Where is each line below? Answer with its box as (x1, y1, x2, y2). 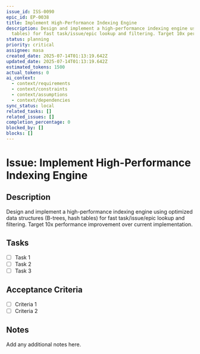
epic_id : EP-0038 (6, 14, 49, 20)
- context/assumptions (11, 92, 68, 98)
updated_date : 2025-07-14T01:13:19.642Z (6, 58, 108, 64)
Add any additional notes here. (6, 340, 82, 348)
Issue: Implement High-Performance (6, 156, 192, 170)
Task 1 (14, 253, 31, 261)
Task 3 (14, 267, 32, 274)
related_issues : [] (6, 114, 55, 120)
